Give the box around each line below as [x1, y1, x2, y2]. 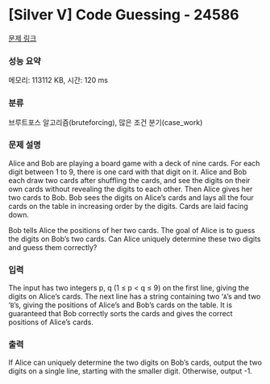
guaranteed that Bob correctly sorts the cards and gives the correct [8, 309, 233, 319]
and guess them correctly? [8, 242, 98, 252]
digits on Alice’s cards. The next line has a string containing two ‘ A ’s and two [8, 292, 261, 302]
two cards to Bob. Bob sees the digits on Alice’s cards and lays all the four [8, 192, 254, 202]
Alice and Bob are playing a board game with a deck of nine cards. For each [8, 158, 260, 168]
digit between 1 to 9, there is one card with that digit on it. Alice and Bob [8, 167, 247, 177]
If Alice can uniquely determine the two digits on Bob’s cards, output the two [8, 357, 262, 368]
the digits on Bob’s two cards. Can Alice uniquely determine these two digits [8, 234, 261, 244]
